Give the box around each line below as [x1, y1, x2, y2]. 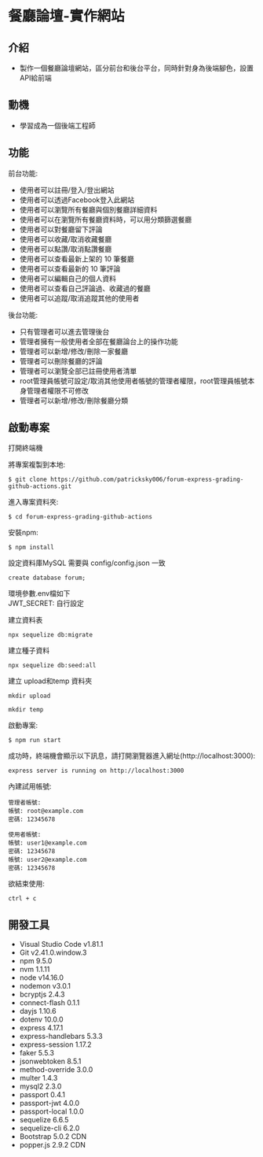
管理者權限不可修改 [26, 386, 89, 395]
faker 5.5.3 [19, 1048, 55, 1058]
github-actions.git [8, 482, 72, 490]
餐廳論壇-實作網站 [8, 7, 126, 25]
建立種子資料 [8, 646, 49, 656]
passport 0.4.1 [19, 1090, 65, 1100]
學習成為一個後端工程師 [19, 120, 96, 130]
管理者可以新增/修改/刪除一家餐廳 [19, 346, 128, 356]
